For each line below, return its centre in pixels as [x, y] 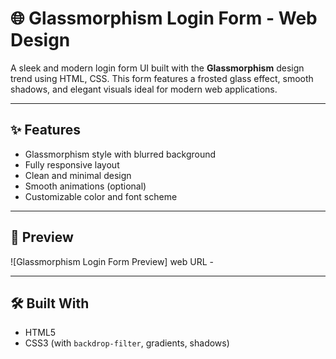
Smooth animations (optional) [85, 186]
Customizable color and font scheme [101, 196]
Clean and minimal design [78, 175]
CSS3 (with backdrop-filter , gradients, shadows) [127, 343]
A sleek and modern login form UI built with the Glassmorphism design [157, 68]
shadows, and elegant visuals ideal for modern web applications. [144, 89]
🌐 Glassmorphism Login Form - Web [164, 18]
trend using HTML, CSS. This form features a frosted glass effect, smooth [162, 78]
